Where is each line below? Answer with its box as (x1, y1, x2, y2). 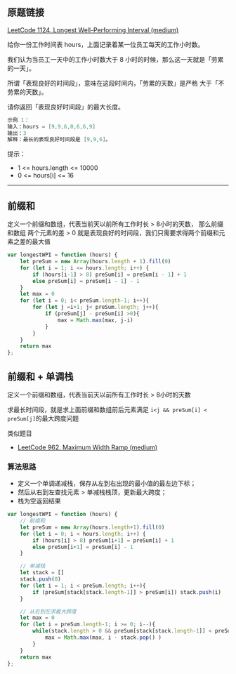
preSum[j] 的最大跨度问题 (7, 414, 79, 423)
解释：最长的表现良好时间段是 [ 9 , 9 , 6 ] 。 (7, 136, 111, 143)
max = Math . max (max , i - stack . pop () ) (44, 634, 162, 641)
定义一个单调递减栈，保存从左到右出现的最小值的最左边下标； (17, 480, 197, 488)
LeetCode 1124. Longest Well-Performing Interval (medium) (7, 25, 179, 34)
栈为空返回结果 (17, 497, 61, 505)
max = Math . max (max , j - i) (57, 317, 133, 324)
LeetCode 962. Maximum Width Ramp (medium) (17, 443, 158, 451)
